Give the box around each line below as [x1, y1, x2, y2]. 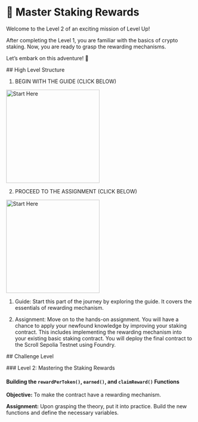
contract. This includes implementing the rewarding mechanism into [14, 328, 182, 335]
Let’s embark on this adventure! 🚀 [6, 54, 89, 61]
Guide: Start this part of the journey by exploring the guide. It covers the [14, 298, 192, 305]
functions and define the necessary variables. [6, 409, 119, 417]
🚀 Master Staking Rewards [6, 5, 140, 19]
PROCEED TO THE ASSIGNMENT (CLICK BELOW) [14, 187, 137, 195]
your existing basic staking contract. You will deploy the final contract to [14, 334, 193, 342]
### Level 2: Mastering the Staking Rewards [6, 364, 115, 371]
